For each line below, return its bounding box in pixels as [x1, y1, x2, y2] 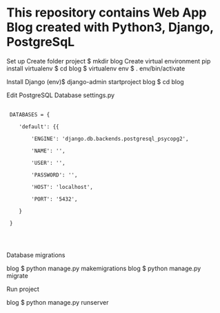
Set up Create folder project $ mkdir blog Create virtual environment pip [6, 57, 211, 65]
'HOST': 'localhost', [31, 183, 94, 190]
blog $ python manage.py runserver [6, 298, 109, 306]
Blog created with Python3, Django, [6, 19, 214, 35]
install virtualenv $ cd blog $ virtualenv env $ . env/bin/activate [6, 64, 186, 72]
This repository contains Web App [6, 5, 207, 21]
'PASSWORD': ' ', [31, 171, 78, 179]
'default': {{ [19, 123, 59, 130]
